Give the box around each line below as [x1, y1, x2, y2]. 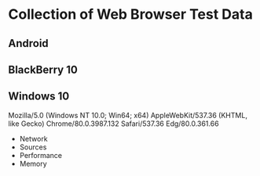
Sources [19, 142, 47, 152]
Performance [19, 150, 63, 160]
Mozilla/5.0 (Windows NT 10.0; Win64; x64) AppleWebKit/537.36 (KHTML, [8, 110, 247, 120]
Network [19, 134, 49, 143]
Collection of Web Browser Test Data [8, 5, 253, 23]
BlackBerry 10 [8, 63, 79, 76]
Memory [19, 159, 47, 168]
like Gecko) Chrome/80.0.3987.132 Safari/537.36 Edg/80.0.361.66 [8, 119, 219, 128]
